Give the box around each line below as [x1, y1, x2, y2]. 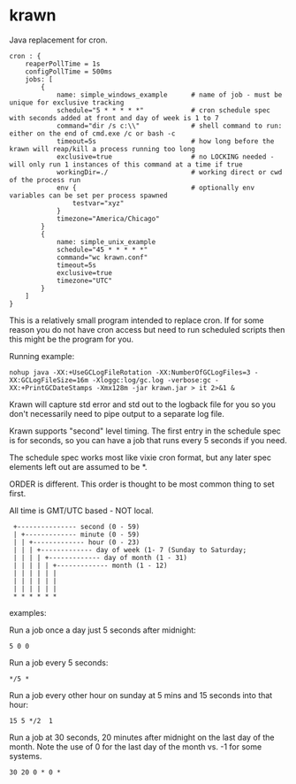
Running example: [9, 350, 75, 361]
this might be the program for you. [9, 334, 134, 344]
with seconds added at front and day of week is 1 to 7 [9, 113, 219, 122]
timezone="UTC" [56, 276, 113, 285]
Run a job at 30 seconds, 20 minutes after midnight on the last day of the [9, 732, 275, 742]
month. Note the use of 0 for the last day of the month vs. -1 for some [9, 741, 262, 752]
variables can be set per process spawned [9, 191, 168, 200]
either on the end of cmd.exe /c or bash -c [9, 129, 176, 138]
